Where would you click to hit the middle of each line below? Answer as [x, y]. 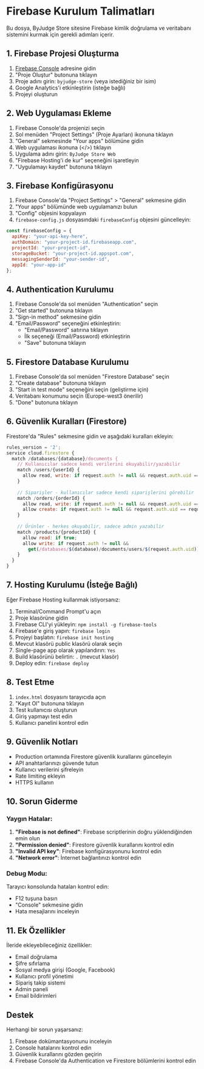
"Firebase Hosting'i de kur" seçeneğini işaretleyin [77, 160]
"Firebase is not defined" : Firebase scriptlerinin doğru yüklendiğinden [104, 832]
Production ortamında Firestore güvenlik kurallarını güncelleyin [93, 756]
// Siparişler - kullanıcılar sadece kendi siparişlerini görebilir [106, 493]
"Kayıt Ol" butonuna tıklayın [49, 703]
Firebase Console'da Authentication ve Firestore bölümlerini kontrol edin [105, 1061]
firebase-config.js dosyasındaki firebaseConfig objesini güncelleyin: [103, 220]
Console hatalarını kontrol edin [53, 1048]
